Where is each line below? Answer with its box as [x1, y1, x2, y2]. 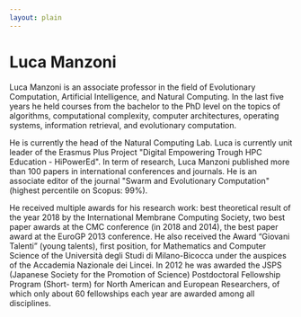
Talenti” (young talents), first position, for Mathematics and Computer [9, 240, 267, 251]
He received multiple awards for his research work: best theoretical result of [9, 202, 292, 213]
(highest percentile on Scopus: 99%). [9, 185, 148, 196]
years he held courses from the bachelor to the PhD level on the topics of [9, 101, 281, 111]
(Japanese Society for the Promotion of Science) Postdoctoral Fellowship [9, 269, 281, 279]
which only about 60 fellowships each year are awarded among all [9, 288, 255, 299]
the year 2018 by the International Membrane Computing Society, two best [9, 212, 286, 223]
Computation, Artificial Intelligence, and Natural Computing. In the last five [9, 91, 285, 101]
